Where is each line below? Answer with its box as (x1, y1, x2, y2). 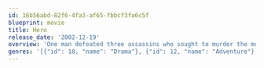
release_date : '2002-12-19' (8, 33, 101, 41)
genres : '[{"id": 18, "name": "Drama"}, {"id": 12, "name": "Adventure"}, (8, 48, 258, 55)
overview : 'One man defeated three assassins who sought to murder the (8, 41, 247, 48)
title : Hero (8, 26, 47, 34)
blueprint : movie (8, 19, 65, 27)
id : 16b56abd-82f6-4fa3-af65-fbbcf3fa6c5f (8, 11, 149, 20)
